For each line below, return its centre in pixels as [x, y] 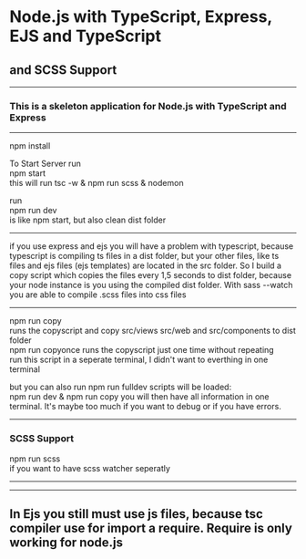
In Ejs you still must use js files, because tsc [137, 514]
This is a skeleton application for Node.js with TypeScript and [148, 106]
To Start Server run [46, 164]
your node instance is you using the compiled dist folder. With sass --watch [151, 285]
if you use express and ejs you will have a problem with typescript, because [152, 246]
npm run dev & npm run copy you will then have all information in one [139, 397]
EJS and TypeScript [86, 36]
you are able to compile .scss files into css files [98, 295]
